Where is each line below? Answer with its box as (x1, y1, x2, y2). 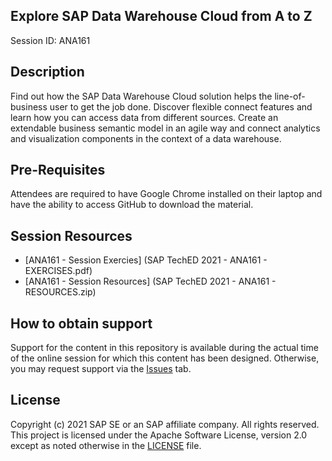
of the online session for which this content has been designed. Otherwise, (10, 352, 320, 364)
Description (10, 64, 85, 81)
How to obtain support (10, 315, 153, 332)
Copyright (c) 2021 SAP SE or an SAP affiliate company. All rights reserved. (10, 418, 320, 430)
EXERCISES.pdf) (24, 265, 93, 277)
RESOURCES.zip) (24, 286, 97, 298)
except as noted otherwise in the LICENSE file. (10, 439, 202, 451)
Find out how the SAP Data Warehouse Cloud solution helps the (10, 90, 273, 102)
